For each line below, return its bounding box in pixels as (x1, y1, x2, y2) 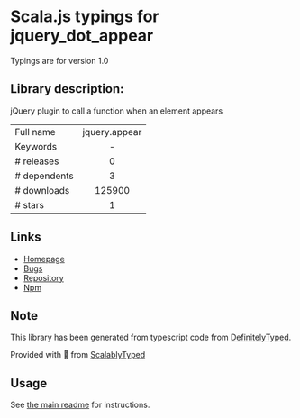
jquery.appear (82, 125, 142, 138)
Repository (23, 272, 64, 283)
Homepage (23, 253, 66, 264)
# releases (14, 155, 59, 168)
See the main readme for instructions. (10, 399, 150, 411)
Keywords (14, 140, 58, 152)
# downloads (14, 184, 70, 196)
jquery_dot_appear (10, 25, 154, 46)
